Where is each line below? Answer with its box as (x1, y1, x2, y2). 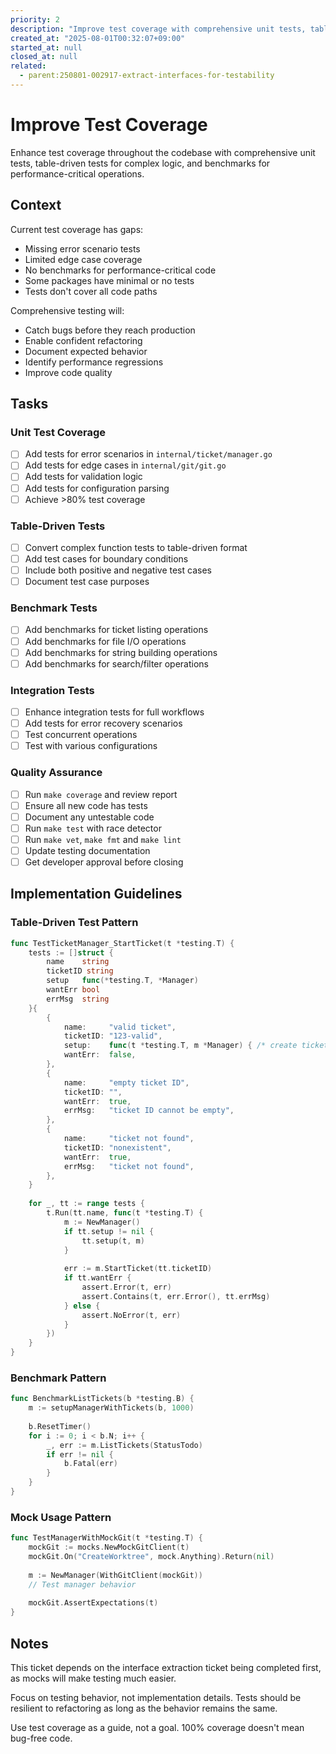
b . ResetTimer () (28, 1421, 92, 1431)
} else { (63, 1301, 101, 1311)
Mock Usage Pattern (10, 1510, 112, 1524)
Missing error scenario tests (24, 242, 141, 255)
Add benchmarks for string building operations (24, 646, 218, 658)
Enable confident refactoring (24, 334, 143, 346)
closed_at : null (10, 52, 78, 62)
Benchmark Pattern (10, 1371, 107, 1385)
